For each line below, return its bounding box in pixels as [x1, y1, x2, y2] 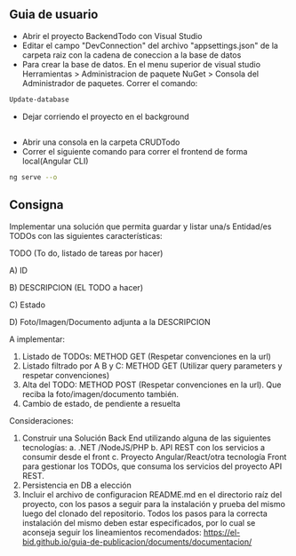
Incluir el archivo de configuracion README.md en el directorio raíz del [21, 488, 283, 500]
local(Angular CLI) [21, 155, 89, 167]
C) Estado [9, 299, 46, 310]
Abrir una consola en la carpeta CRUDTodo [21, 137, 180, 147]
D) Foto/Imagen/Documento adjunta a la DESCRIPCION [9, 316, 211, 327]
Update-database [9, 95, 69, 104]
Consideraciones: [9, 415, 74, 425]
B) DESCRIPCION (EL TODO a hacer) [9, 282, 144, 292]
